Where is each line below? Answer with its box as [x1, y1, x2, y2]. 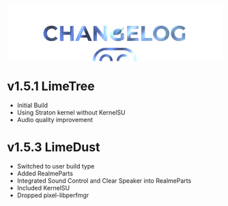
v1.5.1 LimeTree [7, 78, 95, 94]
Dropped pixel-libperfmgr [16, 191, 89, 199]
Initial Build [16, 101, 48, 109]
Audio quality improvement [16, 115, 94, 123]
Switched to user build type [16, 162, 95, 170]
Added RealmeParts [16, 169, 74, 177]
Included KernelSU [16, 183, 70, 192]
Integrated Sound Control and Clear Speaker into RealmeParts [16, 176, 192, 185]
